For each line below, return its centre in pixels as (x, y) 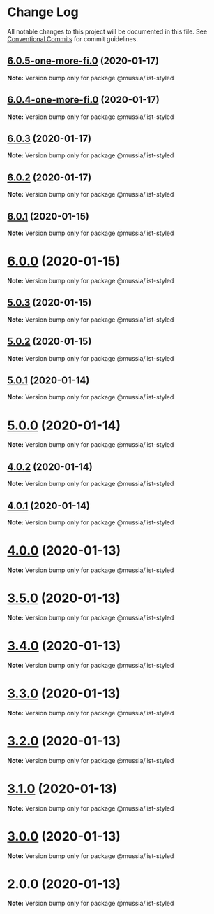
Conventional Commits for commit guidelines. (72, 38)
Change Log (43, 12)
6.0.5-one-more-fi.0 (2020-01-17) (83, 61)
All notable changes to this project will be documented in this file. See (107, 31)
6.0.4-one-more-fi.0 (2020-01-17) (84, 100)
